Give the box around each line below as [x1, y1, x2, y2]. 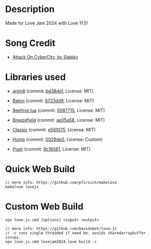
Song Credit [5, 37, 56, 49]
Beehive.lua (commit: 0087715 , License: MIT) [12, 107, 105, 113]
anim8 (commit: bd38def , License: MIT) [12, 88, 94, 94]
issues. [5, 235, 21, 240]
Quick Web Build [5, 164, 75, 175]
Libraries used [5, 71, 66, 83]
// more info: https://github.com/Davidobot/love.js [5, 226, 117, 231]
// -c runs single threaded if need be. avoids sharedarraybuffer [5, 231, 146, 236]
